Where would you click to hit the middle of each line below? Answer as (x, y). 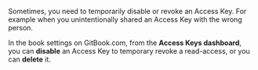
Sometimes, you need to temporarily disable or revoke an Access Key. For (127, 11)
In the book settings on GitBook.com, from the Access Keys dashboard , (125, 43)
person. (21, 28)
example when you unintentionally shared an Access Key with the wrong (125, 19)
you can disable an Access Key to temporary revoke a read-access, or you (129, 51)
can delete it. (29, 59)
